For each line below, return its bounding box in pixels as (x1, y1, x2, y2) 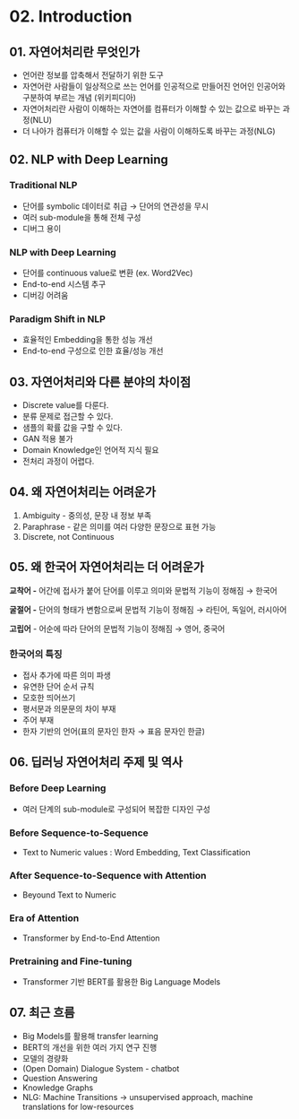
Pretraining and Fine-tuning (9, 955, 132, 967)
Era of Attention (9, 912, 80, 924)
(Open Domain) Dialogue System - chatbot (21, 1063, 180, 1073)
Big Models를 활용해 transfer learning (21, 1030, 158, 1041)
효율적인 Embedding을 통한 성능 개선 (21, 334, 154, 345)
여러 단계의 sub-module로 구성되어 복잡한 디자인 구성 (21, 803, 211, 814)
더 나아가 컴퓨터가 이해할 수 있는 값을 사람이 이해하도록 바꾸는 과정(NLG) (21, 126, 276, 136)
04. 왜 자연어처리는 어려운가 (9, 484, 157, 499)
